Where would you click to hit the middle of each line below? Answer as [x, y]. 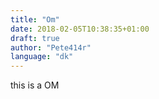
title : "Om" [35, 19]
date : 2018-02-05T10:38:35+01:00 [80, 29]
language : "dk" [42, 57]
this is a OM [35, 85]
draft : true [35, 38]
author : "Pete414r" [51, 47]
